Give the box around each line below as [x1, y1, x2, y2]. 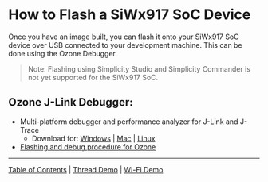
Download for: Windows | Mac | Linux [31, 134, 156, 143]
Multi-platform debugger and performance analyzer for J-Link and [19, 117, 238, 126]
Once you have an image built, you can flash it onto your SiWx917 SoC [8, 32, 239, 41]
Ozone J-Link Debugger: [8, 95, 133, 109]
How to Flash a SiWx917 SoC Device [8, 6, 251, 24]
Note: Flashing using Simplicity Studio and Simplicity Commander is [27, 64, 251, 73]
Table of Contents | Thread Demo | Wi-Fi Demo [8, 165, 164, 174]
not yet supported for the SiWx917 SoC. [27, 72, 159, 82]
